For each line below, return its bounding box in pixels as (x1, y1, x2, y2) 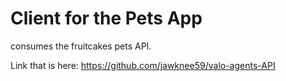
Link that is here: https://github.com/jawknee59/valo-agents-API (10, 59, 276, 71)
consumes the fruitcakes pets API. (10, 40, 152, 52)
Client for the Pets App (10, 7, 203, 30)
